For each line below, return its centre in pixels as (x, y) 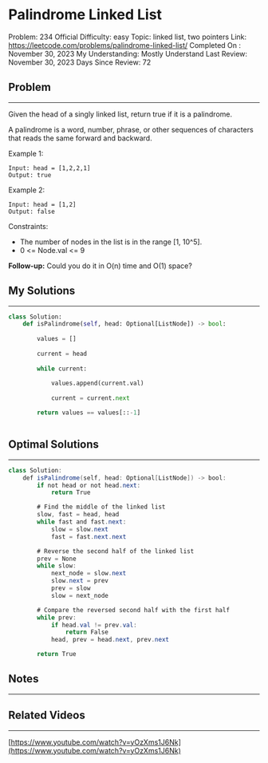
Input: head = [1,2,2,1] (49, 168)
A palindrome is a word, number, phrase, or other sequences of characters (131, 129)
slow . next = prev (80, 581)
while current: (62, 369)
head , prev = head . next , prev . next (110, 640)
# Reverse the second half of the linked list (116, 551)
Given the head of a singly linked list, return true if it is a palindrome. (120, 114)
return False (87, 632)
